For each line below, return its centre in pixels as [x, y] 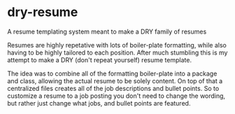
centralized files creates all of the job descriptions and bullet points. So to [113, 88]
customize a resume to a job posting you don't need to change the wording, [116, 96]
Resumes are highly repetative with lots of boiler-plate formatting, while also [117, 45]
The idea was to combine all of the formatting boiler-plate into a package [112, 73]
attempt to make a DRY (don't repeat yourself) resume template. [100, 59]
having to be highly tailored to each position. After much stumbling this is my [117, 52]
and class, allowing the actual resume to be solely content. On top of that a [115, 80]
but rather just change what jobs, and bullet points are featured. [99, 103]
